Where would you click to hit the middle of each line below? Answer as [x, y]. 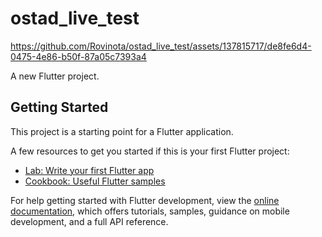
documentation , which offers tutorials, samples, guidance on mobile [150, 211]
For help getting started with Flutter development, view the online [145, 200]
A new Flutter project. [55, 76]
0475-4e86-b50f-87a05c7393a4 [78, 56]
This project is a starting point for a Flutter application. [122, 131]
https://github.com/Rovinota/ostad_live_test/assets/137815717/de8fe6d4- [161, 46]
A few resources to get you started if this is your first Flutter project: [150, 151]
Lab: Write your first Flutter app [89, 170]
